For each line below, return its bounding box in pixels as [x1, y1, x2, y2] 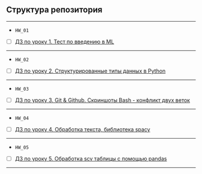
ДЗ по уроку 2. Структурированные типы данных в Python [14, 67, 166, 74]
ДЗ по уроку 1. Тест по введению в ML [14, 38, 114, 45]
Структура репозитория [6, 5, 103, 15]
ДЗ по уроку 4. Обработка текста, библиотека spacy [14, 126, 150, 133]
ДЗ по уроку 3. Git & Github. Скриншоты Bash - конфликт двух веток [14, 96, 191, 104]
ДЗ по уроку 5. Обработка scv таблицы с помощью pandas [14, 155, 167, 163]
